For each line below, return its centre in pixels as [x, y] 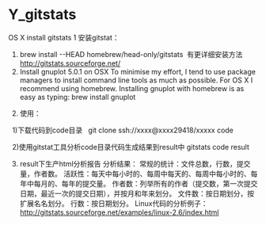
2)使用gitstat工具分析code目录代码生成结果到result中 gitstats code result [130, 147]
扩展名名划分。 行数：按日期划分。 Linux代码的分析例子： [114, 203]
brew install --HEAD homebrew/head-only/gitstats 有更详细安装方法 [131, 54]
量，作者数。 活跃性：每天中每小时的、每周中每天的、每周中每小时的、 [135, 174]
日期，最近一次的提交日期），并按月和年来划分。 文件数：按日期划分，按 [137, 193]
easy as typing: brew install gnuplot [78, 97]
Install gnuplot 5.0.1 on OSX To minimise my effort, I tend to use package [137, 71]
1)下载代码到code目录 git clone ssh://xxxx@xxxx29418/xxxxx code [122, 130]
